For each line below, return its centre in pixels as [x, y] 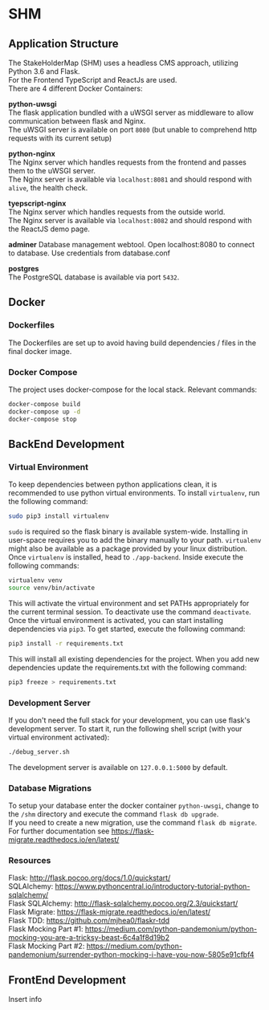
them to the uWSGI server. [52, 171]
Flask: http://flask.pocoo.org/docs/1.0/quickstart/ [90, 878]
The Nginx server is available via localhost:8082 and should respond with [130, 220]
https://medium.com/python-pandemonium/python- [171, 929]
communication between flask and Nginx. [77, 121]
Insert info [25, 1000]
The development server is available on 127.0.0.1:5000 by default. [118, 767]
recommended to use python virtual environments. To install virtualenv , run [134, 493]
